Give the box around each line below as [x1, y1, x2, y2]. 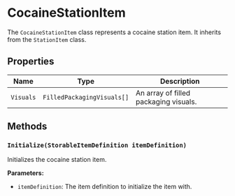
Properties [7, 56, 55, 68]
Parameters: [7, 169, 44, 177]
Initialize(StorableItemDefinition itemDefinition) [7, 142, 187, 149]
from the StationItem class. [7, 35, 87, 43]
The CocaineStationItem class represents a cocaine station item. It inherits [7, 28, 222, 36]
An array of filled [135, 88, 191, 98]
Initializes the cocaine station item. [7, 156, 107, 164]
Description [159, 76, 201, 86]
